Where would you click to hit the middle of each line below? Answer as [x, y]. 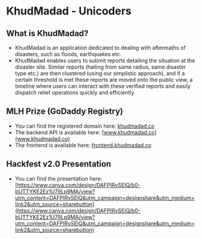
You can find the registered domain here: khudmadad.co [85, 126]
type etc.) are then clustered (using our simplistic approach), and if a [100, 73]
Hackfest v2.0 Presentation [59, 164]
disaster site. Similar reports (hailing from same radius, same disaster [100, 67]
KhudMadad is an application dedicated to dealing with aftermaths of [100, 48]
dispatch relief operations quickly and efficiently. [75, 92]
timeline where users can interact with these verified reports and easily [103, 86]
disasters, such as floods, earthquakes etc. [68, 54]
